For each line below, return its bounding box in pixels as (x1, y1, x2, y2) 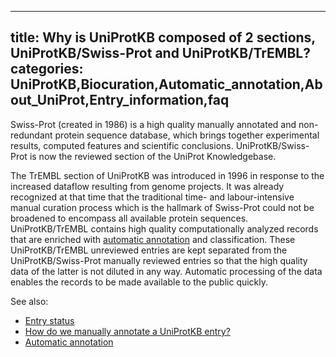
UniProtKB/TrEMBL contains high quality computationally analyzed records (10, 222, 319, 235)
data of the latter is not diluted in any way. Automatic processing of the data (10, 265, 323, 277)
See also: (10, 295, 49, 307)
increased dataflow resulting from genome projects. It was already (10, 180, 285, 192)
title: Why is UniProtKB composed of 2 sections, (10, 29, 316, 46)
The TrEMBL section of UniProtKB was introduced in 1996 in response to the (10, 169, 325, 181)
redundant (10, 129, 53, 141)
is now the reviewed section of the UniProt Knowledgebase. (29, 150, 277, 162)
